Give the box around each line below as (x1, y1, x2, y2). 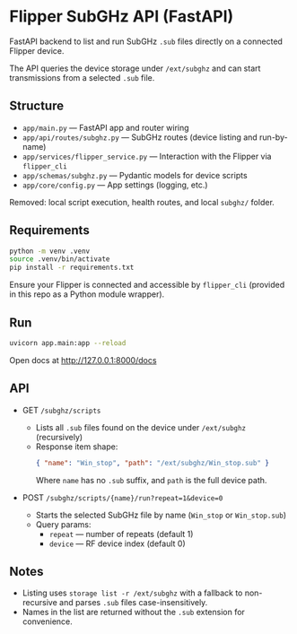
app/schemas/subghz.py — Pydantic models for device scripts (22, 169, 249, 180)
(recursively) (35, 431, 83, 442)
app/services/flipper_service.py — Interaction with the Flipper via (22, 151, 272, 161)
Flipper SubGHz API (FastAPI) (9, 6, 234, 27)
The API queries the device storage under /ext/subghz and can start (9, 63, 261, 74)
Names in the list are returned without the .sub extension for (22, 607, 245, 618)
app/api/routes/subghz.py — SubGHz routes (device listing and (22, 132, 258, 143)
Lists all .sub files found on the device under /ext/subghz (35, 421, 247, 432)
